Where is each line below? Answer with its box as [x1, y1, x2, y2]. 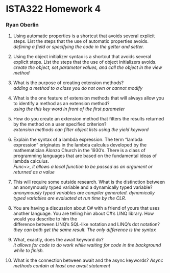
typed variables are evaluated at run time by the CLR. [13, 195, 127, 202]
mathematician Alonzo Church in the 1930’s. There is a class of [13, 147, 146, 154]
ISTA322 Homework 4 [6, 3, 101, 15]
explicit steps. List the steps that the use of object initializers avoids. [13, 59, 157, 65]
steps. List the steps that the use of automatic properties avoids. [13, 38, 149, 44]
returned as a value [13, 169, 55, 175]
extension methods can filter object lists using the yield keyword [13, 127, 149, 133]
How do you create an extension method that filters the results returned [13, 116, 164, 122]
